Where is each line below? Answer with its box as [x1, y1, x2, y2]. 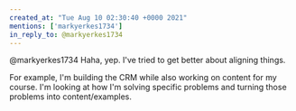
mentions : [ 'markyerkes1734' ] [9, 22, 124, 31]
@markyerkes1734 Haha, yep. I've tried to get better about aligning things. [9, 55, 286, 66]
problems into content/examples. [9, 91, 133, 102]
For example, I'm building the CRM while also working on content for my [9, 72, 277, 83]
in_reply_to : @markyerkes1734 [9, 30, 124, 39]
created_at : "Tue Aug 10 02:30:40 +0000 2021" [9, 13, 188, 23]
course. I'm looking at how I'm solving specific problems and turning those [9, 82, 287, 93]
